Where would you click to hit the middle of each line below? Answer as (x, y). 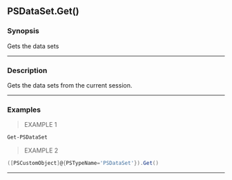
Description (27, 70)
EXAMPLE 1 (40, 125)
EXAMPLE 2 (41, 150)
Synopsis (23, 31)
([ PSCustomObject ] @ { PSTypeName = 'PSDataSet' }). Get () (83, 163)
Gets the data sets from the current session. (70, 85)
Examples (24, 110)
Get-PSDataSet (28, 137)
